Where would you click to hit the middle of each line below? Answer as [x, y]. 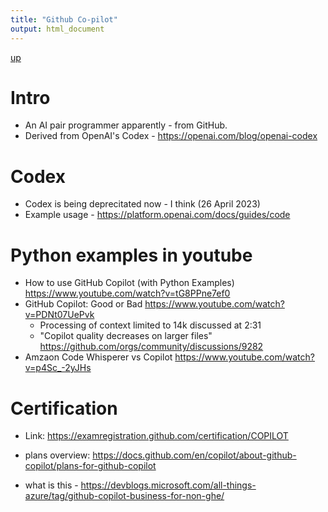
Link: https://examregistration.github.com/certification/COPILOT [156, 436]
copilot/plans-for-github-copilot [90, 466]
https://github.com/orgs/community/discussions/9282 [151, 347]
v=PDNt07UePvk [59, 315]
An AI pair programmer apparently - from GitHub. [126, 125]
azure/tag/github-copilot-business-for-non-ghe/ [124, 496]
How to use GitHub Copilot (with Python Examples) [129, 283]
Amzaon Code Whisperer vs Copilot [98, 357]
